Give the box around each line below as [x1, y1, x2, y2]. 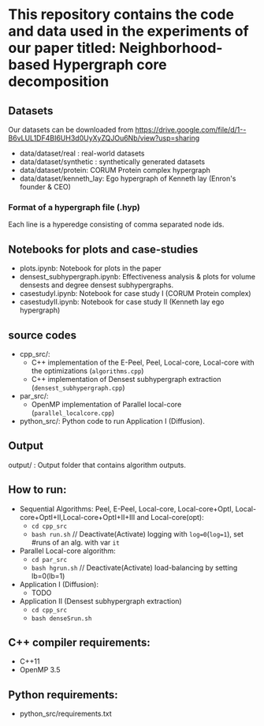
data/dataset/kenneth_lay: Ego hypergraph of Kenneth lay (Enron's [19, 174, 236, 183]
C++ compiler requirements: [8, 635, 151, 649]
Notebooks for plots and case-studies [8, 242, 199, 256]
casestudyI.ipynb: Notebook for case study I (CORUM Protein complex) [19, 289, 251, 298]
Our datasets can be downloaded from [8, 125, 134, 134]
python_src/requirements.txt [19, 709, 112, 719]
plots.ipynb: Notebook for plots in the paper [19, 264, 162, 273]
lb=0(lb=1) [31, 571, 65, 581]
